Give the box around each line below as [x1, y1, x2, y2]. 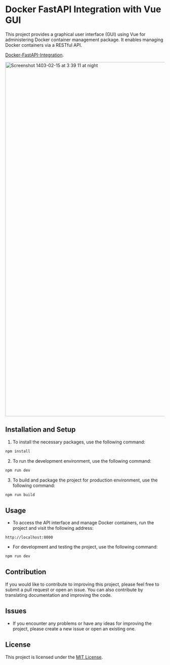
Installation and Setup [5, 426, 76, 434]
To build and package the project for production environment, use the [12, 477, 158, 483]
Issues [5, 607, 27, 616]
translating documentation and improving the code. [5, 592, 112, 598]
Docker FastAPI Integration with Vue [5, 4, 161, 15]
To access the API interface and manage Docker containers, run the [12, 520, 154, 526]
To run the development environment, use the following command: [12, 458, 152, 464]
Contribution [5, 568, 47, 577]
